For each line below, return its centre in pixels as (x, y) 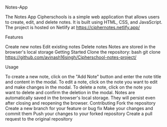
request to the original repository (39, 119)
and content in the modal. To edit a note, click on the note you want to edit (82, 82)
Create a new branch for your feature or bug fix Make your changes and (79, 108)
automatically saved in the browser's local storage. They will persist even (80, 98)
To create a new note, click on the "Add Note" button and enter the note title (83, 76)
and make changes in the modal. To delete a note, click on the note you (79, 87)
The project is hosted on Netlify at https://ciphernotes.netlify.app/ (73, 27)
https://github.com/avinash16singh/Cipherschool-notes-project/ (71, 57)
